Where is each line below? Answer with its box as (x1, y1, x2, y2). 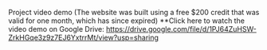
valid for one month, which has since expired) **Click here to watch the (8, 16, 245, 25)
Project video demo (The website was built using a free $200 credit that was (8, 8, 260, 17)
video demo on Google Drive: (8, 25, 105, 33)
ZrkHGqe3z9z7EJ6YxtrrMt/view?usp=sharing (8, 33, 159, 42)
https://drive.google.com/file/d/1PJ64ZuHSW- (106, 25, 257, 33)
